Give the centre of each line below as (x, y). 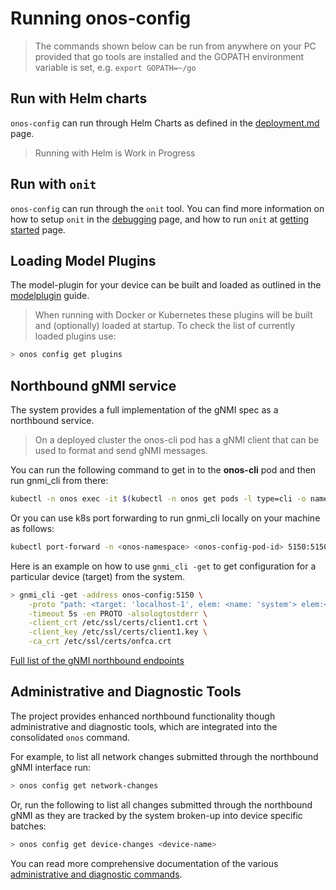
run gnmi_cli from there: (59, 481)
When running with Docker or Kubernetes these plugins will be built (173, 315)
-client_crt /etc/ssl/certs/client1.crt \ (118, 623)
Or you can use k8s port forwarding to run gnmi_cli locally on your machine (165, 518)
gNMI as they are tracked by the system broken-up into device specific (156, 815)
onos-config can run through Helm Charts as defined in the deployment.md (165, 123)
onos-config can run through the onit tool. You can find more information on (167, 208)
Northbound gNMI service (93, 385)
